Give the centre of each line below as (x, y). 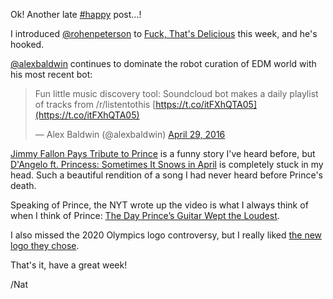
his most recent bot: (51, 74)
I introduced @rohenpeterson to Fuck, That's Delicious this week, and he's (164, 33)
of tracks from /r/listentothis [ (95, 104)
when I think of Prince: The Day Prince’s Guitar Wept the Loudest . (145, 215)
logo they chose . (45, 245)
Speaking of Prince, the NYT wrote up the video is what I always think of (159, 205)
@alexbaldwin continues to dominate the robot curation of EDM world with (163, 63)
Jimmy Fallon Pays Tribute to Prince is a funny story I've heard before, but (163, 153)
